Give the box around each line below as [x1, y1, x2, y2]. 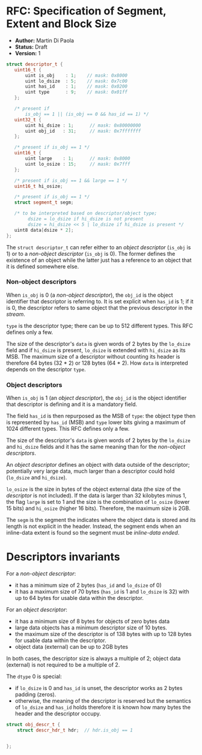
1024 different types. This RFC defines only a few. [6, 425, 130, 432]
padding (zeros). [14, 691, 57, 698]
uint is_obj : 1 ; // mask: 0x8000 [25, 72, 128, 79]
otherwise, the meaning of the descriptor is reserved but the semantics [14, 697, 191, 705]
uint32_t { [14, 117, 42, 123]
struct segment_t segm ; [14, 199, 74, 205]
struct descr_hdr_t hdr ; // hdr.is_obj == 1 [17, 727, 133, 733]
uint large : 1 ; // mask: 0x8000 [25, 156, 130, 162]
